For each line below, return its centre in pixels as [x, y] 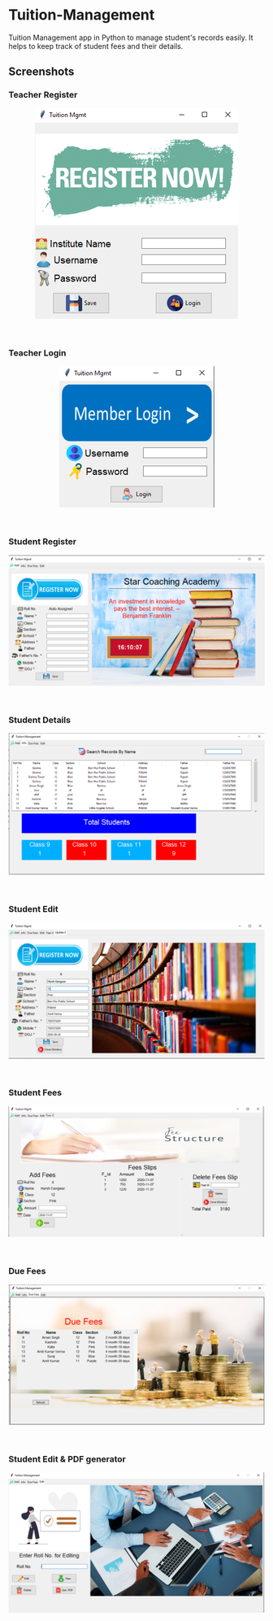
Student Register [43, 541]
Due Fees [27, 1271]
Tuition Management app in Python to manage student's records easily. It [131, 37]
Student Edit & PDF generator [67, 1459]
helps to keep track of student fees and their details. [96, 46]
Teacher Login [37, 353]
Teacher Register [43, 95]
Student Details [40, 720]
